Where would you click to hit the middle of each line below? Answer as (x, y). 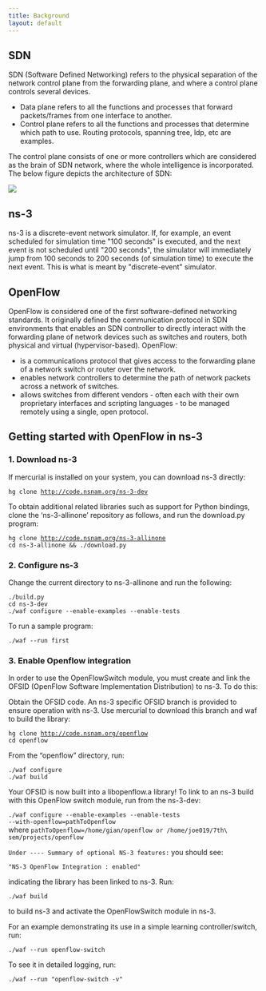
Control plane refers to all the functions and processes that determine (135, 124)
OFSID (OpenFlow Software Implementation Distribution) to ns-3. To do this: (133, 687)
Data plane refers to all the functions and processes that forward (126, 107)
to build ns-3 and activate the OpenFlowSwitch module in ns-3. (112, 911)
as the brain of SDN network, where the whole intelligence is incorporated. (131, 165)
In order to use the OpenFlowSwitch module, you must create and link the (129, 678)
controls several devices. (50, 92)
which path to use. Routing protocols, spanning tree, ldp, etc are (125, 133)
